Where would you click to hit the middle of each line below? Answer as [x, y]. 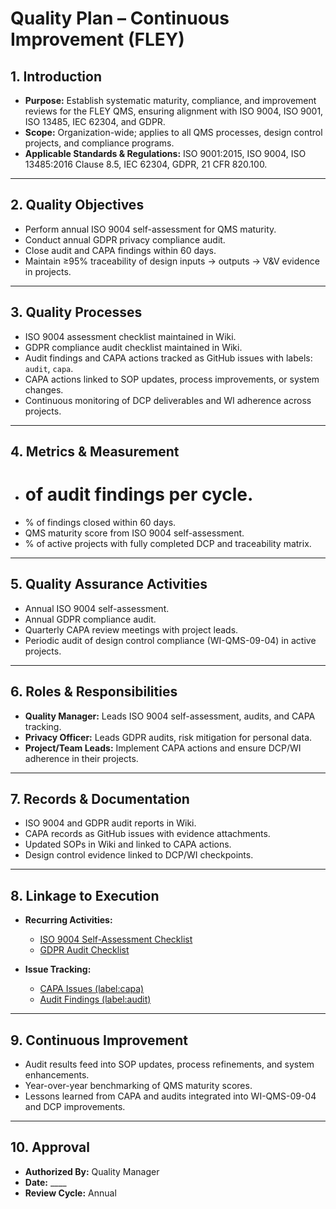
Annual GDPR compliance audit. [90, 619]
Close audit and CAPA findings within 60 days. [120, 250]
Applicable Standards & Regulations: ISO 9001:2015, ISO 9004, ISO [165, 153]
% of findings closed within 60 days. [100, 522]
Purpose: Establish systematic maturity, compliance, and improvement [170, 100]
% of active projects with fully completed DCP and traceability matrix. [168, 543]
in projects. [48, 271]
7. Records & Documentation [100, 798]
